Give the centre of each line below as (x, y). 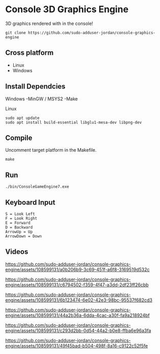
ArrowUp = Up (19, 232)
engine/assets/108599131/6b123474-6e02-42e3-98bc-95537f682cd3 (79, 300)
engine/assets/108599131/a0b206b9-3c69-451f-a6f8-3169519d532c (77, 269)
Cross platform (29, 53)
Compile (19, 138)
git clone (16, 33)
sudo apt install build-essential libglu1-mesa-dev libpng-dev (74, 122)
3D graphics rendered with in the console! (49, 23)
